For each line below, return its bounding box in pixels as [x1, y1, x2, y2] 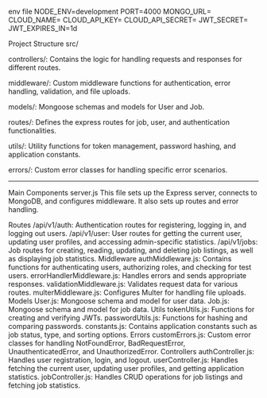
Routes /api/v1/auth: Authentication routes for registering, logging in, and [8, 220, 246, 230]
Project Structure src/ [8, 39, 79, 48]
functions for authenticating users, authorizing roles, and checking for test [8, 262, 252, 272]
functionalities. [8, 126, 57, 135]
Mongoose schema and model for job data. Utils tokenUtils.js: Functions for [8, 305, 255, 314]
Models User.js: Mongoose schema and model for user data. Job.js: [8, 296, 230, 305]
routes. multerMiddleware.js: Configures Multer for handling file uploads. [8, 288, 246, 297]
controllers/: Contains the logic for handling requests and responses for [8, 55, 242, 64]
